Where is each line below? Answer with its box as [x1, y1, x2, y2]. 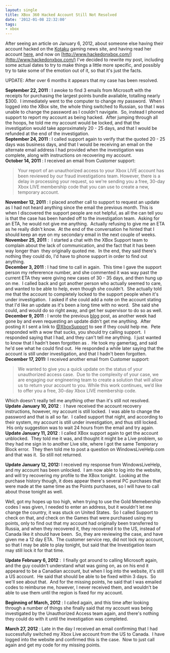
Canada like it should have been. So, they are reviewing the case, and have [5, 531, 163, 537]
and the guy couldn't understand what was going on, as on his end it [5, 563, 149, 569]
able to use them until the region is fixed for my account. [5, 590, 123, 596]
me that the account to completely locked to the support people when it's [5, 291, 159, 297]
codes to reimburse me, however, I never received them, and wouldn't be [5, 584, 158, 590]
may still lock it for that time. [5, 547, 64, 554]
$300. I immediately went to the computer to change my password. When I [5, 98, 164, 105]
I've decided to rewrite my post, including [77, 57, 164, 63]
